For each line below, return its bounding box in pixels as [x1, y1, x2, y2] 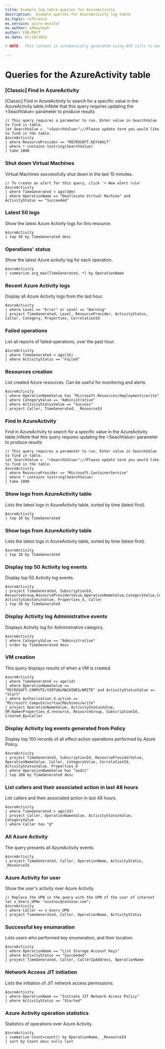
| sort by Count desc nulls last [5, 1039, 74, 1044]
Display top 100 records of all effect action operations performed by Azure [5, 736, 156, 742]
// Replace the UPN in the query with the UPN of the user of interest [5, 894, 155, 900]
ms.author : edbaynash [5, 26, 50, 31]
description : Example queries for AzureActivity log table [5, 12, 131, 17]
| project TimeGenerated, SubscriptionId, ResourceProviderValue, [5, 755, 144, 760]
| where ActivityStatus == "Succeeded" [5, 953, 87, 958]
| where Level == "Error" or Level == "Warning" [5, 307, 107, 312]
